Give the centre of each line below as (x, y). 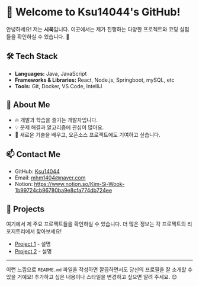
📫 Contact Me (33, 154)
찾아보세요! (49, 232)
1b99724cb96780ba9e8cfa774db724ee (63, 190)
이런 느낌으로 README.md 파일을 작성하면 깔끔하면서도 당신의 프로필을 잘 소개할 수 (99, 269)
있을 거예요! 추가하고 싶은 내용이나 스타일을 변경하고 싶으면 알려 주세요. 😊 (92, 277)
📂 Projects (25, 209)
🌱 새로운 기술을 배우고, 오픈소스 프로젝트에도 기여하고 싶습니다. (88, 134)
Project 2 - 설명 (33, 252)
